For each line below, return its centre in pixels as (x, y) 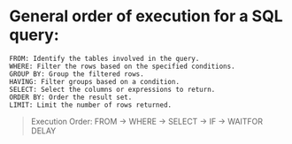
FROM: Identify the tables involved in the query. (104, 58)
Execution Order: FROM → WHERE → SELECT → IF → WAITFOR (147, 121)
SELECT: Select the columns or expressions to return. (112, 89)
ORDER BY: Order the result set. (71, 97)
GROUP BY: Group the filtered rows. (77, 74)
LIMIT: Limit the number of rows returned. (91, 105)
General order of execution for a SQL (146, 16)
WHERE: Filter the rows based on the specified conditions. (123, 66)
